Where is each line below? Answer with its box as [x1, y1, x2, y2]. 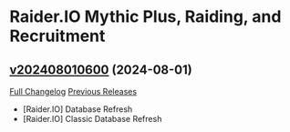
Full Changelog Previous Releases [9, 86, 138, 96]
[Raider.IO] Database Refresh [22, 104, 133, 115]
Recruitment [9, 25, 106, 46]
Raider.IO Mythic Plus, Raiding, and [9, 6, 282, 27]
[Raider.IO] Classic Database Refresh [22, 114, 162, 124]
